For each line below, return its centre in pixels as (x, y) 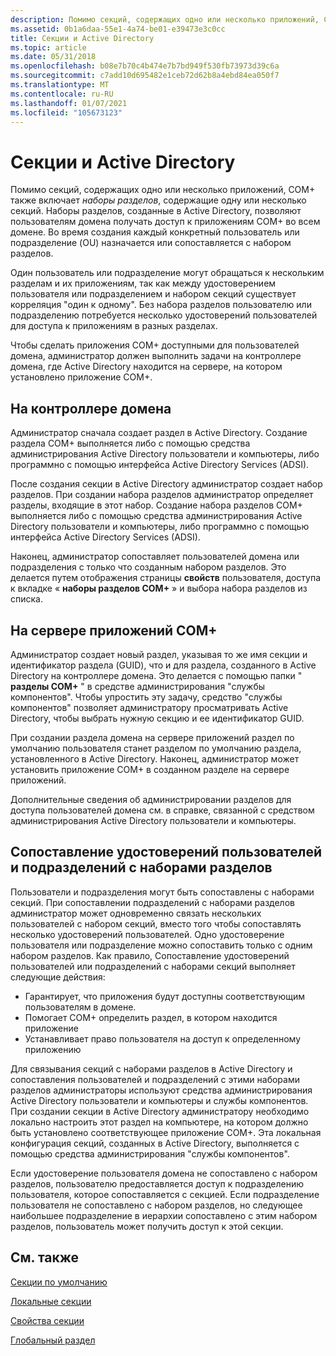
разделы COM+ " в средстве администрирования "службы (138, 686)
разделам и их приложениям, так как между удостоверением (143, 283)
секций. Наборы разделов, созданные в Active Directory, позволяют (156, 211)
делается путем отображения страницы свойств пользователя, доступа (166, 578)
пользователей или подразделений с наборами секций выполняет (153, 966)
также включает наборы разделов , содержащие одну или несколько (158, 200)
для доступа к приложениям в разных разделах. (114, 326)
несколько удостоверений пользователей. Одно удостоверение (147, 934)
